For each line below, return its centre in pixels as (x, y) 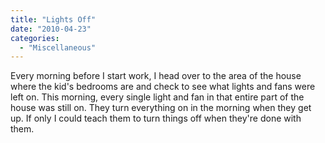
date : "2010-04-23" (51, 29)
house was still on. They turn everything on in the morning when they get (161, 108)
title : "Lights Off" (53, 19)
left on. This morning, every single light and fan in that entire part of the (157, 97)
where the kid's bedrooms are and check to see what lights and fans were (163, 87)
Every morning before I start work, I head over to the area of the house (156, 76)
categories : (35, 38)
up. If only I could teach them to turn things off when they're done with (156, 118)
